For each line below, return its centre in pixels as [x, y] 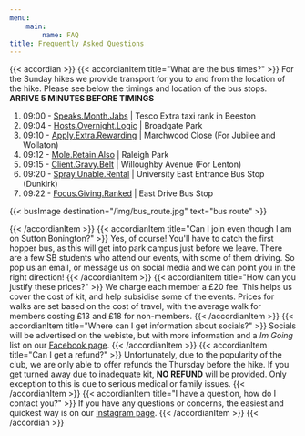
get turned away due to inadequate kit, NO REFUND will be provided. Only [148, 374]
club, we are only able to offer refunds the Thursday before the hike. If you [149, 365]
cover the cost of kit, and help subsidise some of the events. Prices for [142, 296]
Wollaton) [41, 145]
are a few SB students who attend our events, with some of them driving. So [152, 258]
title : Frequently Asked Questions [77, 43]
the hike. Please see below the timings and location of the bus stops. [138, 88]
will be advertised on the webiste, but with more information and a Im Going [152, 336]
